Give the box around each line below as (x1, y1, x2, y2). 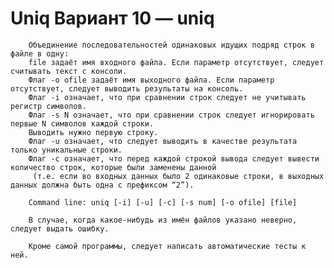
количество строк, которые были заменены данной (10, 162, 217, 172)
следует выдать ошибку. (10, 223, 110, 234)
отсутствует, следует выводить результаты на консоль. (10, 83, 244, 94)
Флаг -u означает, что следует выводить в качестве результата (28, 136, 298, 146)
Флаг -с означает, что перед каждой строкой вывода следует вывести (28, 153, 320, 164)
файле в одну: (10, 48, 70, 59)
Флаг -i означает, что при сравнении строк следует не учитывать (28, 92, 307, 102)
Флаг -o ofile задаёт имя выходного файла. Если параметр (28, 75, 275, 85)
